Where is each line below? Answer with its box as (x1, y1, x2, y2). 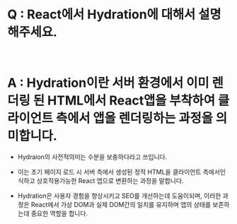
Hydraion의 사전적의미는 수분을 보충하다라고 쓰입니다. (17, 153, 168, 161)
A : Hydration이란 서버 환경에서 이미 (7, 75, 209, 91)
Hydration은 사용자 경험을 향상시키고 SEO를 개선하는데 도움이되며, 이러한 (17, 191, 221, 200)
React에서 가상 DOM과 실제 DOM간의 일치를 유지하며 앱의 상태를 (30, 200, 211, 208)
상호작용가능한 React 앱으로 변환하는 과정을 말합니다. (36, 176, 184, 184)
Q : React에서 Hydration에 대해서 (7, 6, 196, 23)
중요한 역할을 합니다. (30, 209, 88, 218)
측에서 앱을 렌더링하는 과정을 (55, 110, 214, 126)
